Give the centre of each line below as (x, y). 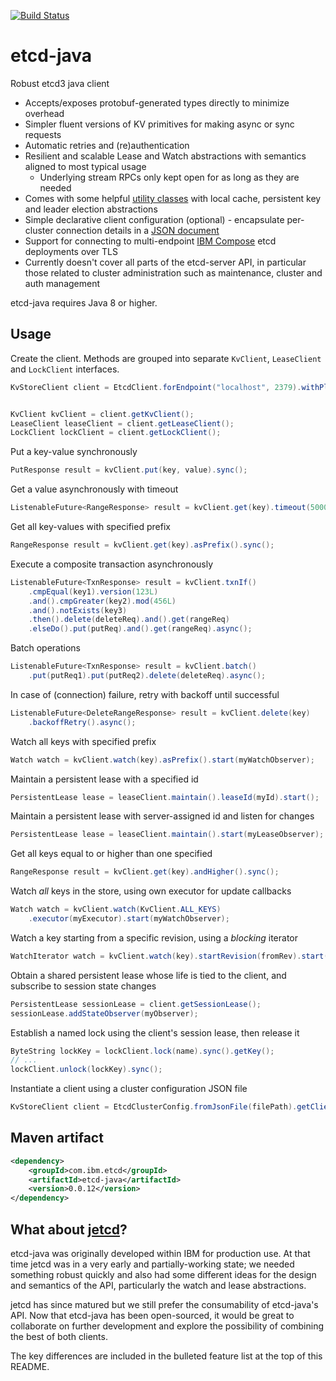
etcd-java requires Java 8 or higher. (84, 302)
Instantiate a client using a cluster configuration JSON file (129, 1089)
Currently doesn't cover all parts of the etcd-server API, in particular (165, 262)
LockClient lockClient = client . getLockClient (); (116, 433)
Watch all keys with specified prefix (83, 741)
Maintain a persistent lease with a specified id (104, 779)
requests (43, 134)
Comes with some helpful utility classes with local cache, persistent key (173, 198)
